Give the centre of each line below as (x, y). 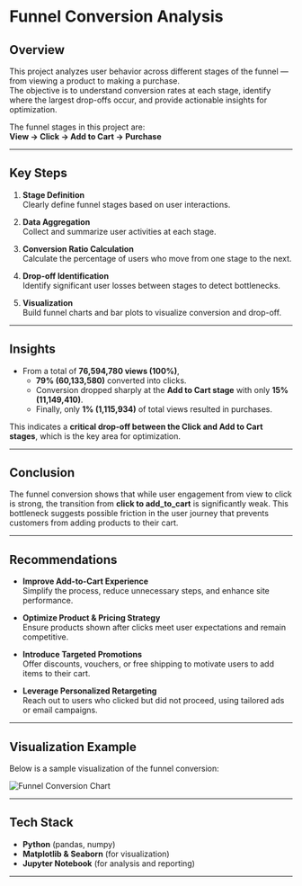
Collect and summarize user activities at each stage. (120, 231)
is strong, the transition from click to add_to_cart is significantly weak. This (149, 504)
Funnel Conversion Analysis (116, 17)
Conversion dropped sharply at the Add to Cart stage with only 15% (162, 389)
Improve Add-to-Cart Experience (85, 581)
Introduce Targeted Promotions (82, 655)
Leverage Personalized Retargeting (89, 691)
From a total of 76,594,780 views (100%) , (101, 371)
